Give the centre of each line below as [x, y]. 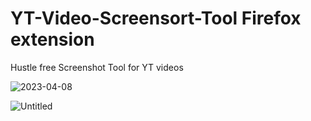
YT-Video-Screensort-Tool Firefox [156, 18]
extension [52, 39]
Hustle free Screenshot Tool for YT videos [97, 67]
